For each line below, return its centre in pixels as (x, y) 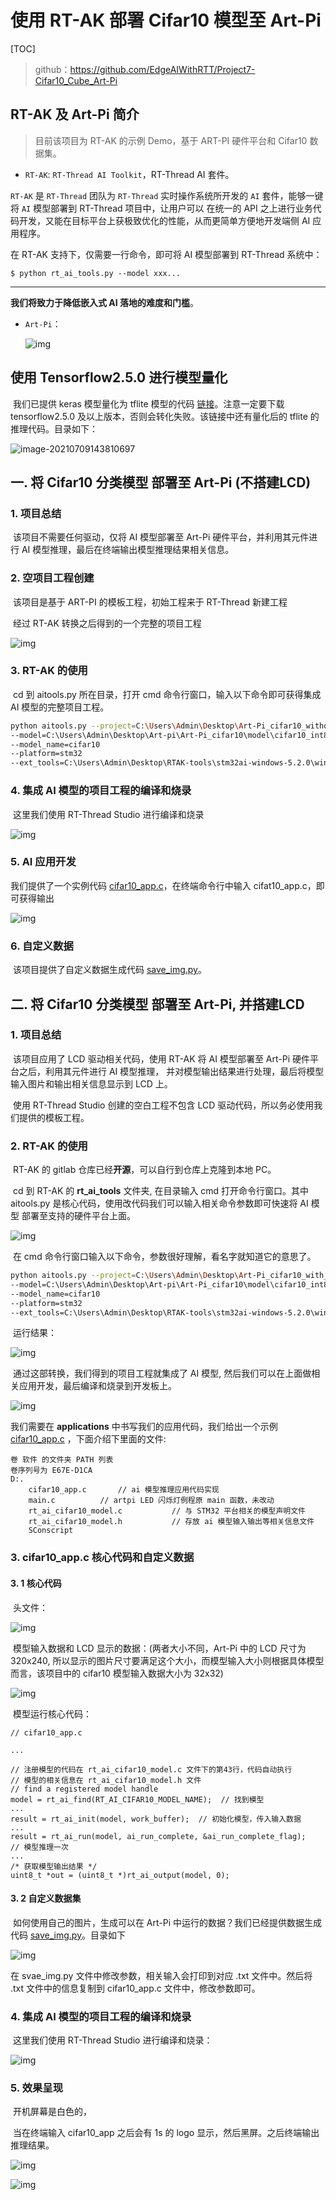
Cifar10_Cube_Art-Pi (76, 80)
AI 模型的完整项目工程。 (60, 707)
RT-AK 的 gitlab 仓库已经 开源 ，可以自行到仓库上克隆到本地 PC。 (144, 1170)
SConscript (51, 1531)
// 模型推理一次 (39, 1847)
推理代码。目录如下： (54, 428)
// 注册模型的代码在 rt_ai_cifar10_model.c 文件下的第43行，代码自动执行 (151, 1769)
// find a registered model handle (84, 1789)
